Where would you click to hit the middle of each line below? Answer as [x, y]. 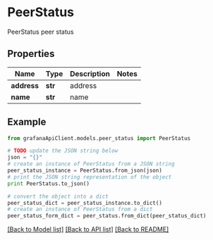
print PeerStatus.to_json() [49, 184]
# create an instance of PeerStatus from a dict [80, 209]
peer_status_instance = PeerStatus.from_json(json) [85, 171]
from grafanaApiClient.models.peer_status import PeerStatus [99, 138]
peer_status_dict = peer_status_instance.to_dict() [85, 203]
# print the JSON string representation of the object [90, 177]
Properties [31, 54]
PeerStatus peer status [41, 32]
